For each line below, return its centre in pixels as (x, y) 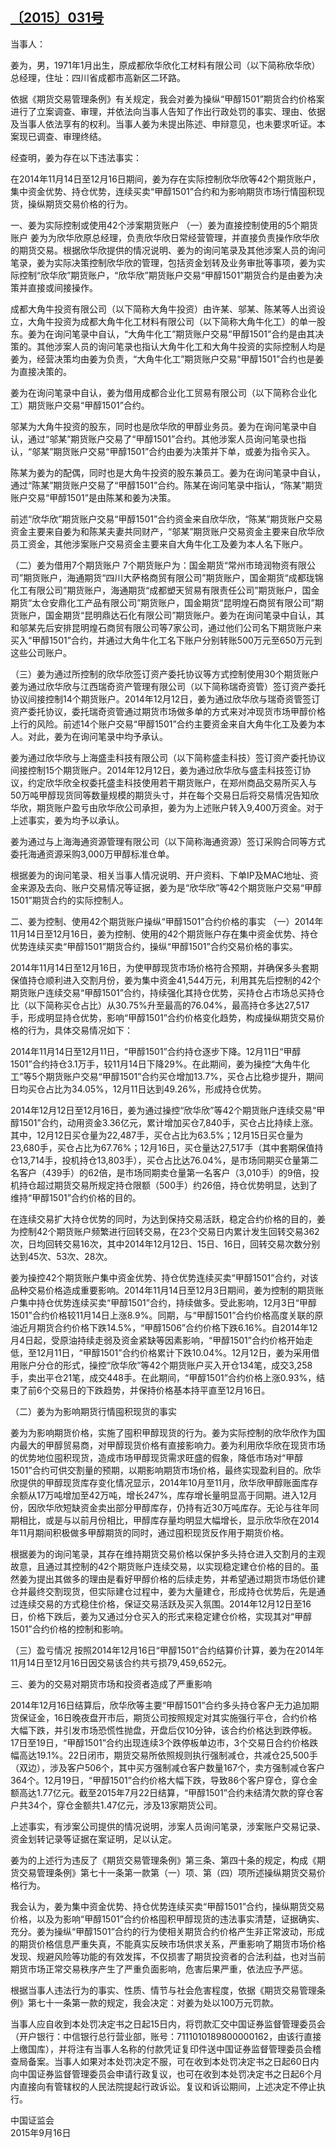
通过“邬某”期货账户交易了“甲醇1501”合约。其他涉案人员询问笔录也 (162, 439)
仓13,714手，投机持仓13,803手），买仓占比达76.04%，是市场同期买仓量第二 (164, 1160)
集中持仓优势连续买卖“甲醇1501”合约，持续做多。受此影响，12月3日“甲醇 (167, 1302)
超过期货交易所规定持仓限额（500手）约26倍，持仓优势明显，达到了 (177, 1185)
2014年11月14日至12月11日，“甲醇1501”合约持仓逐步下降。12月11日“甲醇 (156, 1051)
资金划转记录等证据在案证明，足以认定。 (93, 1839)
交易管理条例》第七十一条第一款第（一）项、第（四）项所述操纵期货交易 (167, 1872)
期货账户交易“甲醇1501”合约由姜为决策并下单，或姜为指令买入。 (184, 451)
